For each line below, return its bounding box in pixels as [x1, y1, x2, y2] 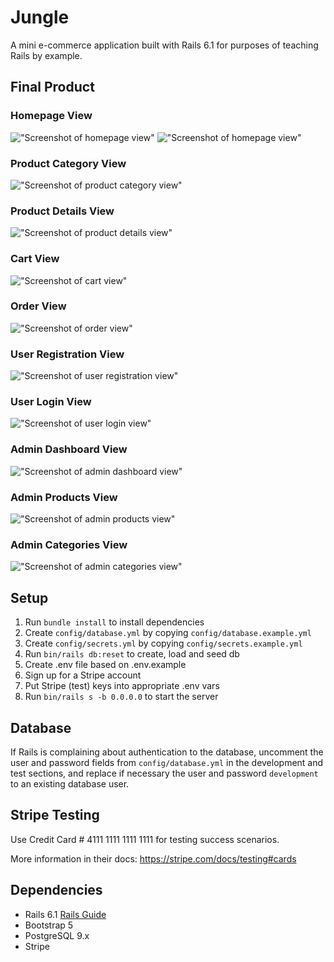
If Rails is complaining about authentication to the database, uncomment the [10, 746, 324, 758]
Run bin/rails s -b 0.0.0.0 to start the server [24, 691, 219, 703]
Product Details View [10, 204, 115, 218]
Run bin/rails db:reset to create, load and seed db [24, 648, 240, 660]
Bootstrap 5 [24, 919, 74, 931]
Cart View [10, 252, 60, 266]
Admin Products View [10, 490, 118, 504]
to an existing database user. [10, 777, 130, 790]
